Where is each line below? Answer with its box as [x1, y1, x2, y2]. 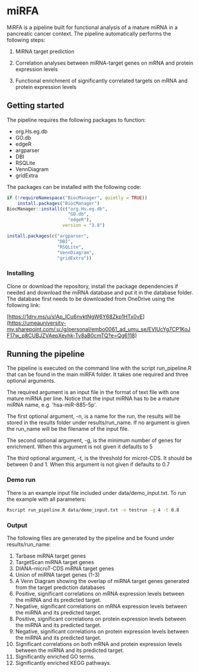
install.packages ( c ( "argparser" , [7, 233, 89, 239]
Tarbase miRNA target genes [15, 552, 86, 559]
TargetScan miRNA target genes [15, 558, 94, 565]
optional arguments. [7, 377, 56, 385]
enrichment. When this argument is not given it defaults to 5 [7, 443, 153, 450]
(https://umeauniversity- [7, 319, 66, 327]
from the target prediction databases [15, 584, 105, 591]
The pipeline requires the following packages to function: [7, 116, 146, 123]
